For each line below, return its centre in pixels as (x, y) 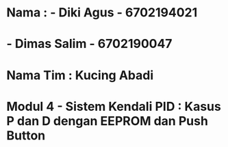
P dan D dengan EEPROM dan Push (107, 121)
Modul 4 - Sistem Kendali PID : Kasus (114, 106)
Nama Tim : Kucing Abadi (80, 75)
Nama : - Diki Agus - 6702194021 (102, 13)
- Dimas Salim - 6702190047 (89, 44)
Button (26, 135)
